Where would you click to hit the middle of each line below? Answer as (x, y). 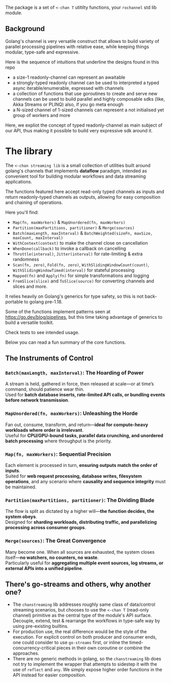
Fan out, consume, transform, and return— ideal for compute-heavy (77, 425)
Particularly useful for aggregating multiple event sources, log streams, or (84, 563)
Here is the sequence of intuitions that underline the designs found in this (82, 62)
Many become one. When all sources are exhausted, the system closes (80, 552)
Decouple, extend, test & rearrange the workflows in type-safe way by (86, 621)
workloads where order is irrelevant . (45, 430)
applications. (19, 181)
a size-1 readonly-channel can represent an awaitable (69, 77)
